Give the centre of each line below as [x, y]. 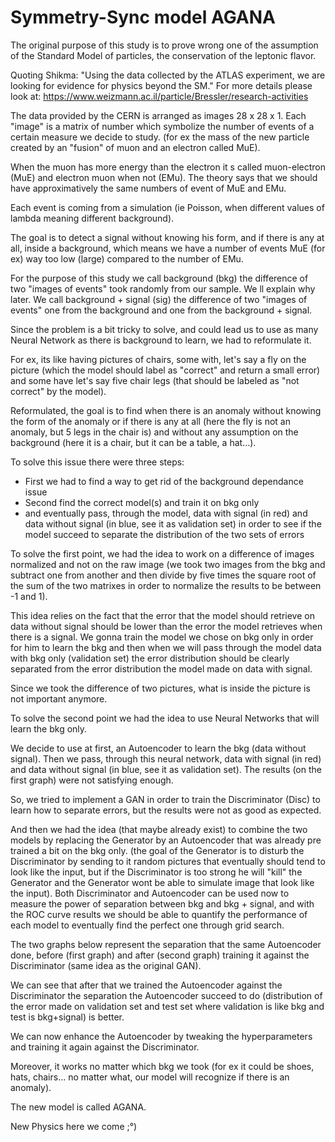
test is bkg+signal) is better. [67, 1017]
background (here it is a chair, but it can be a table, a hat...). [133, 442]
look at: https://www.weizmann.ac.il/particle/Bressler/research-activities [159, 96]
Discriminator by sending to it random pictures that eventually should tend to [168, 861]
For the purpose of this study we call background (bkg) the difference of [159, 278]
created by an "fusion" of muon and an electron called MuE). [135, 147]
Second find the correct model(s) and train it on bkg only [142, 502]
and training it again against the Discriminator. [105, 1047]
